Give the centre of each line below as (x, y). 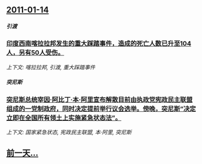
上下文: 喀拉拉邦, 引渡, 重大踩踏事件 (51, 67)
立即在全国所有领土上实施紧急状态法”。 (64, 118)
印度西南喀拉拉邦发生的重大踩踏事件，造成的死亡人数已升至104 (99, 44)
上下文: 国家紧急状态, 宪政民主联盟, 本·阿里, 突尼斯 (69, 132)
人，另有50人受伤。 (35, 53)
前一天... (22, 153)
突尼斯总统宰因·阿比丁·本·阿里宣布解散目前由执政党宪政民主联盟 (99, 100)
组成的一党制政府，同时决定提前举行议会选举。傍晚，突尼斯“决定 (101, 109)
